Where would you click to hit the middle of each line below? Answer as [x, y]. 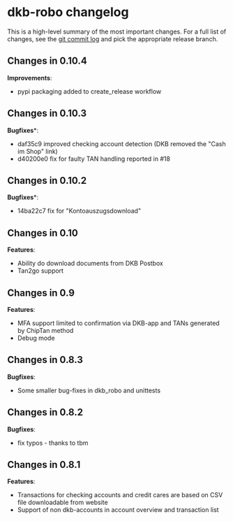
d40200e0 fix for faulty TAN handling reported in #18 [94, 159]
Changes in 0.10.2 [47, 180]
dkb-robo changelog [68, 12]
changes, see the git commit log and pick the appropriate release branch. [113, 38]
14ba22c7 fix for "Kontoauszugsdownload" [79, 211]
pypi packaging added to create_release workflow [89, 91]
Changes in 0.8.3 [45, 360]
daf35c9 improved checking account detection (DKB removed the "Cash [121, 143]
